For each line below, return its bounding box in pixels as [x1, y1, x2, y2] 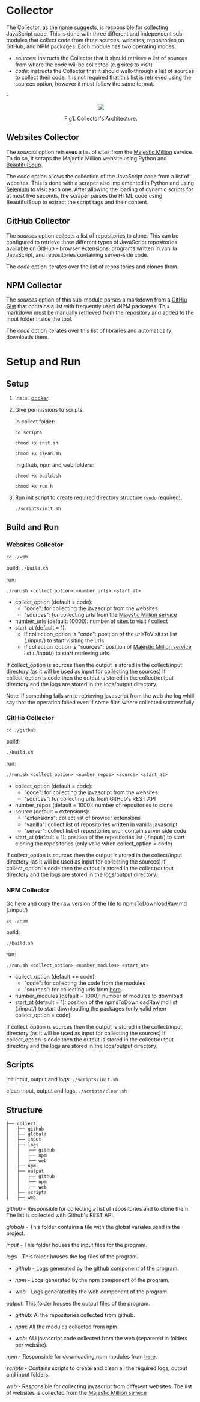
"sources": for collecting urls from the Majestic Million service [23, 611, 177, 619]
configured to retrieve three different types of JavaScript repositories [6, 238, 178, 245]
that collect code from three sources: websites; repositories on [29, 36, 184, 43]
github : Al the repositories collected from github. [14, 1312, 135, 1319]
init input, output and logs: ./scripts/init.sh [6, 1076, 118, 1083]
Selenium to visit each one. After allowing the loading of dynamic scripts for [6, 185, 194, 193]
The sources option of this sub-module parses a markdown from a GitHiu [6, 296, 187, 303]
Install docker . [14, 394, 50, 402]
